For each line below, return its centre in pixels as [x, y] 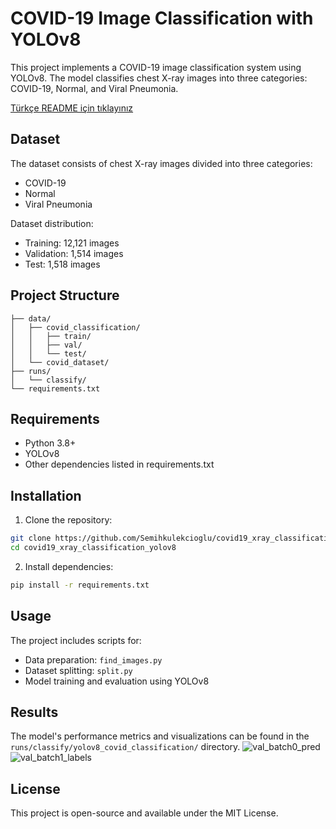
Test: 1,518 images [62, 264]
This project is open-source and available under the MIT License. [144, 813]
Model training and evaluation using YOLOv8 [117, 681]
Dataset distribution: [52, 223]
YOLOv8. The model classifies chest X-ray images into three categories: [159, 78]
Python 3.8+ [50, 443]
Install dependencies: [69, 566]
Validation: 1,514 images [74, 253]
